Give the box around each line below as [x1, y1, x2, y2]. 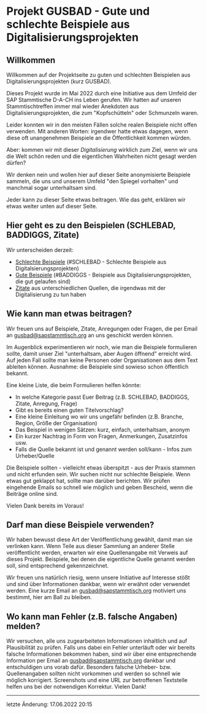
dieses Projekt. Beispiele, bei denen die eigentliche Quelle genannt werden [6, 555, 196, 563]
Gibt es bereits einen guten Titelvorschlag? [15, 406, 124, 414]
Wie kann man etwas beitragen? [6, 308, 132, 319]
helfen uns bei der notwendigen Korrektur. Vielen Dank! [6, 683, 147, 691]
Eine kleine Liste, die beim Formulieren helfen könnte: [6, 381, 142, 388]
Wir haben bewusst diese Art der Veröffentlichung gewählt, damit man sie [6, 536, 193, 543]
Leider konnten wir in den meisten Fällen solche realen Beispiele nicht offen [6, 121, 197, 128]
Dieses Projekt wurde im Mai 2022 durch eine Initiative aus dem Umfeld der [6, 90, 197, 96]
